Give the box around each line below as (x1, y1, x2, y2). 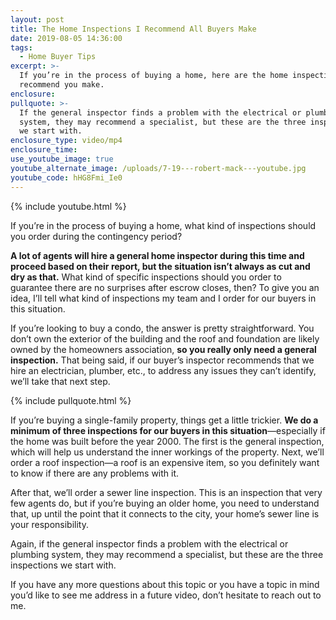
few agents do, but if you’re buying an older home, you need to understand (10, 497, 320, 509)
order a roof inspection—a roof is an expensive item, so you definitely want (10, 456, 320, 468)
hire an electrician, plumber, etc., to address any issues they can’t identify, (10, 364, 317, 376)
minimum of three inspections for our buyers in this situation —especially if (10, 424, 326, 436)
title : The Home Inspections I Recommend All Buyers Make (10, 24, 257, 34)
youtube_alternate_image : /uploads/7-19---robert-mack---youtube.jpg (10, 163, 307, 173)
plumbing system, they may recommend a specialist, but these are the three (10, 548, 324, 560)
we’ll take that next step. (10, 375, 111, 387)
